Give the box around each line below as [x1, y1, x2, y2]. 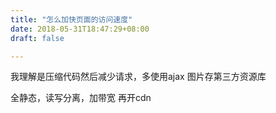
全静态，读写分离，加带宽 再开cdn [10, 92, 152, 104]
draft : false [10, 33, 65, 43]
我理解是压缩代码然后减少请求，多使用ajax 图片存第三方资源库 [10, 71, 267, 83]
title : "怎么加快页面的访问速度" [10, 14, 133, 25]
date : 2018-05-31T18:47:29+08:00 [10, 24, 150, 34]
